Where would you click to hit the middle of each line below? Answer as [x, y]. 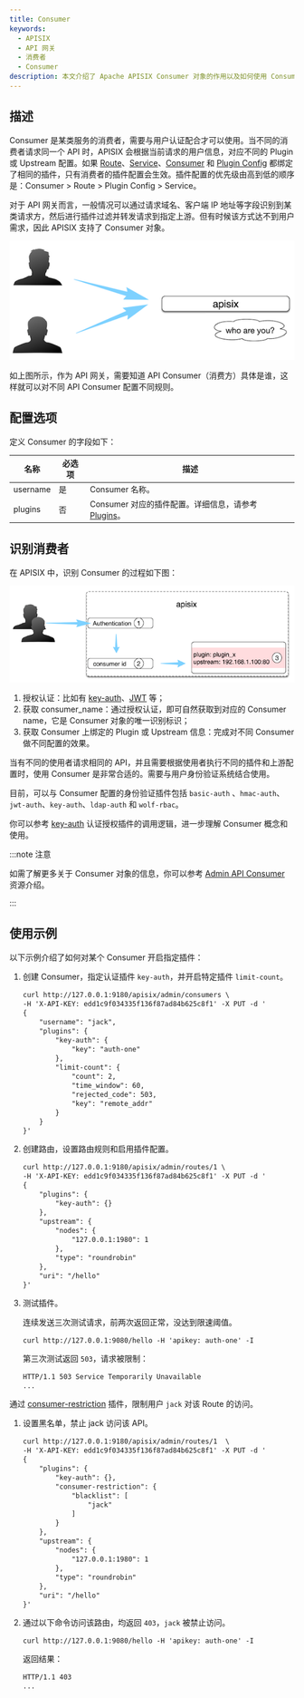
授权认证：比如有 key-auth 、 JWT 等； [94, 698]
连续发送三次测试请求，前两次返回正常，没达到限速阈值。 [129, 1322]
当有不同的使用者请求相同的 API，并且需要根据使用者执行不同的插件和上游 [148, 762]
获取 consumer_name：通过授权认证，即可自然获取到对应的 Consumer [154, 709]
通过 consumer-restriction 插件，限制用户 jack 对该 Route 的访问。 [133, 1403]
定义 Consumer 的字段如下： [63, 441]
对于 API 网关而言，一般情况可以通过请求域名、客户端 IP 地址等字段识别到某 [151, 205]
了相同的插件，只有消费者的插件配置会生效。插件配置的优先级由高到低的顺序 [152, 174]
